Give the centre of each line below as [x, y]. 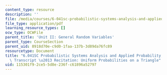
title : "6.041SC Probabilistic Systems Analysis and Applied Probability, [84, 56]
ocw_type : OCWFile [24, 33]
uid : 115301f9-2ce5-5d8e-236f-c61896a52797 [51, 65]
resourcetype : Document [30, 51]
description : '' [22, 14]
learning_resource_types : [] [35, 28]
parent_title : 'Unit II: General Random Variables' [60, 37]
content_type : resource [30, 10]
